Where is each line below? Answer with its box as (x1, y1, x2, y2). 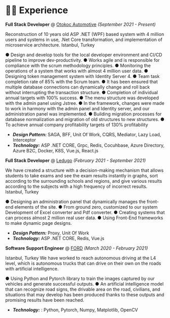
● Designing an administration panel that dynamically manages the (5, 198, 146, 205)
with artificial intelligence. (5, 265, 59, 271)
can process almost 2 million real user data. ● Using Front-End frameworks (5, 215, 163, 221)
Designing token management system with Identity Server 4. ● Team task (5, 73, 160, 79)
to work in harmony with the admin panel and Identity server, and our (5, 105, 150, 111)
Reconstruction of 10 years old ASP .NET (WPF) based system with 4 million (5, 31, 164, 37)
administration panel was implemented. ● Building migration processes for (5, 111, 162, 117)
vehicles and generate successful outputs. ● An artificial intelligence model (5, 281, 164, 287)
